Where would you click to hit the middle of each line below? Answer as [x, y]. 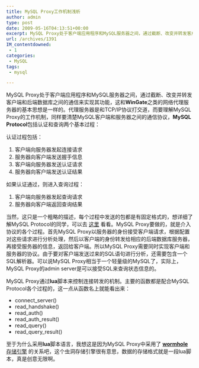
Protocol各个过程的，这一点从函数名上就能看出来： [68, 289]
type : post [20, 22]
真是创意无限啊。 [37, 359]
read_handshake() [37, 307]
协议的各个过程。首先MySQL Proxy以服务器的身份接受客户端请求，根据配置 [98, 232]
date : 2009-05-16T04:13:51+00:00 [47, 28]
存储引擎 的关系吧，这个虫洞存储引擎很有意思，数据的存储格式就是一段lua [96, 351]
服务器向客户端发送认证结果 [49, 172]
